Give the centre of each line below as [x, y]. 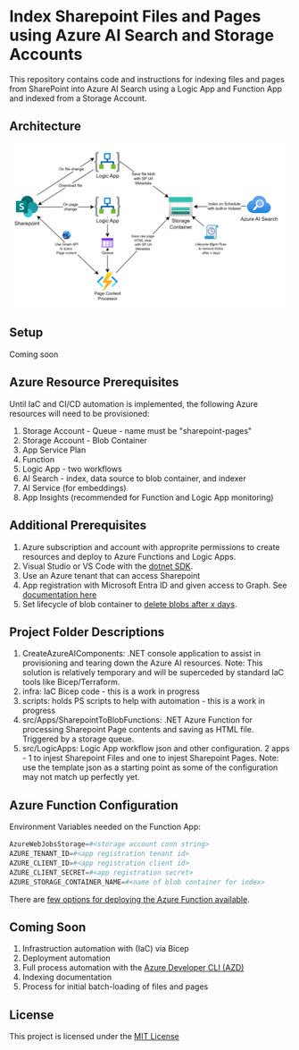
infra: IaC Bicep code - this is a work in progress [111, 691]
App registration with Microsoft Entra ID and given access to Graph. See [154, 585]
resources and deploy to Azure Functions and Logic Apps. [129, 556]
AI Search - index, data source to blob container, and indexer [134, 478]
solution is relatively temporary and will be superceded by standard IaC [153, 673]
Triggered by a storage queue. [78, 739]
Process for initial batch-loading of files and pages [115, 986]
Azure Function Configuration [94, 805]
